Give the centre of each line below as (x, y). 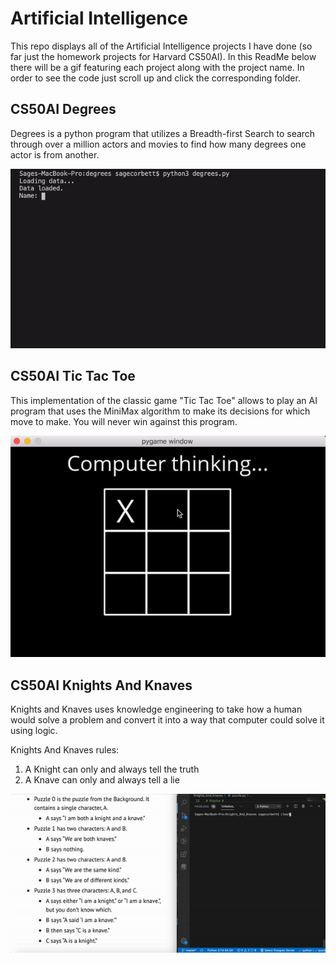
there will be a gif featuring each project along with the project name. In (157, 67)
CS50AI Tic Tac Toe (73, 376)
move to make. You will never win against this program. (124, 421)
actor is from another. (55, 154)
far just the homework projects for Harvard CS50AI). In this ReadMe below (163, 56)
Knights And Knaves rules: (65, 750)
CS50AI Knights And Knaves (101, 685)
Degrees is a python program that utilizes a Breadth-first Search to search (163, 133)
